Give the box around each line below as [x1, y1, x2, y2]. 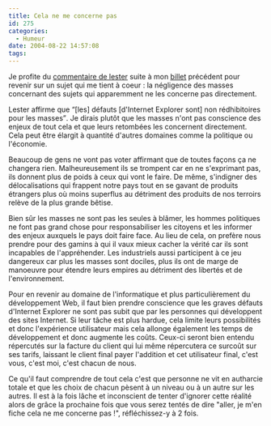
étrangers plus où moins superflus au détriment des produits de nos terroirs [8, 190, 261, 198]
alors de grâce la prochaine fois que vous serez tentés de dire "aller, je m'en [8, 400, 262, 409]
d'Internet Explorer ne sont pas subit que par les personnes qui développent [8, 307, 263, 316]
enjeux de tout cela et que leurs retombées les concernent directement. [8, 122, 248, 131]
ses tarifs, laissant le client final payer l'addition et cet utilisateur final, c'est [8, 350, 259, 359]
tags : [8, 49, 27, 58]
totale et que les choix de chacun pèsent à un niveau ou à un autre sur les [8, 382, 255, 392]
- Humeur [15, 34, 45, 43]
